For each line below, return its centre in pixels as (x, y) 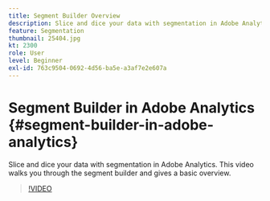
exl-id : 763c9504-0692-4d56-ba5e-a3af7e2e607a (88, 68)
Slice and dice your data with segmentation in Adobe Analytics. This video (131, 164)
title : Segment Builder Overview (64, 16)
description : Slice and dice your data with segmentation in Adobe (124, 23)
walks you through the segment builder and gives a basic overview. (120, 173)
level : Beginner (35, 61)
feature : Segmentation (46, 31)
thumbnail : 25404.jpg (45, 38)
